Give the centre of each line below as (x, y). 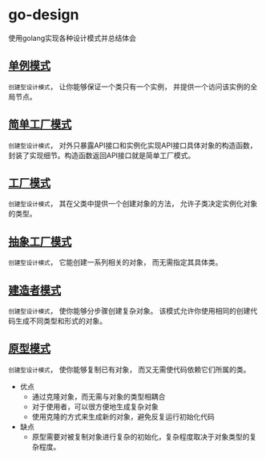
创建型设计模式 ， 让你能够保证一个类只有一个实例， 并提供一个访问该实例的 (129, 87)
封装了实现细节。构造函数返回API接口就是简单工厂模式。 (102, 155)
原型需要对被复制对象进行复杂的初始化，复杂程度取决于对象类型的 (141, 437)
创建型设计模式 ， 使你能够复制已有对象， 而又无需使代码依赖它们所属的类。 (129, 369)
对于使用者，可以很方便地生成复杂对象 (95, 406)
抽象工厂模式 (40, 241)
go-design (44, 15)
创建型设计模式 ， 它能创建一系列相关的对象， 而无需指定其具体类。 (115, 262)
